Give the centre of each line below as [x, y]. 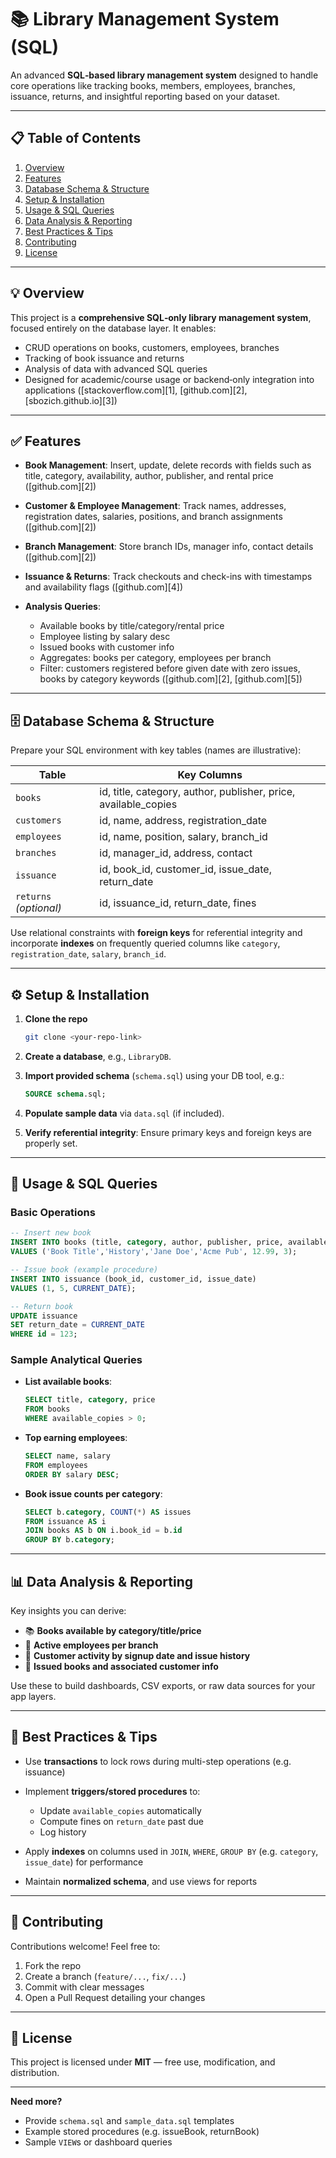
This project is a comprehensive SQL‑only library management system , [161, 317]
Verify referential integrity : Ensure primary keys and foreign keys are [168, 1132]
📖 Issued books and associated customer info [121, 1667]
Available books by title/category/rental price [132, 626]
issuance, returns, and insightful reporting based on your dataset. [145, 96]
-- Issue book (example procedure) [84, 1270]
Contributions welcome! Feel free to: [85, 1946]
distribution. [35, 2073]
